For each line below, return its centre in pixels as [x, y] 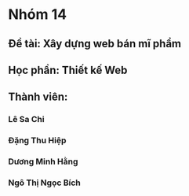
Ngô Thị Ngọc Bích [44, 183]
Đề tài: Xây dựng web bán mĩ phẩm [95, 44]
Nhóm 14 [38, 15]
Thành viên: [38, 97]
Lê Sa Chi [26, 120]
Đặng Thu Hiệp [37, 141]
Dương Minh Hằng [43, 161]
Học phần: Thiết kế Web [68, 70]
